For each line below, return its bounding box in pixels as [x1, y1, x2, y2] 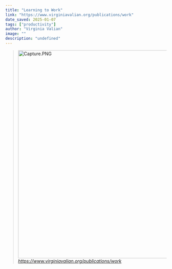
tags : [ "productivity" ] [5, 21, 56, 27]
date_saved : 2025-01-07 [5, 17, 56, 22]
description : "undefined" [5, 36, 60, 41]
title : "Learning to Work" [5, 7, 63, 13]
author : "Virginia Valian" [5, 27, 63, 32]
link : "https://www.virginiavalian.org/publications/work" [5, 12, 134, 17]
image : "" [5, 31, 27, 36]
